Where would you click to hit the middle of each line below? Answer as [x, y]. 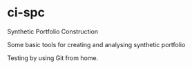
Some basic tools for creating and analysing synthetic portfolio [96, 44]
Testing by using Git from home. [53, 58]
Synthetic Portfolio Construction [53, 31]
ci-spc [26, 13]
